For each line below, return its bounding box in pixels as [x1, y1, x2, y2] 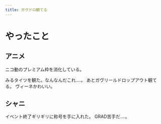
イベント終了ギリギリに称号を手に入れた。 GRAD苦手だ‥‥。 [5, 113, 130, 119]
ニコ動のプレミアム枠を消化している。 [5, 66, 85, 72]
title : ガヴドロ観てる [5, 7, 48, 13]
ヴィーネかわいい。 [15, 83, 55, 89]
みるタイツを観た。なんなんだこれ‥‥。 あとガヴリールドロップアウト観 [5, 77, 153, 83]
